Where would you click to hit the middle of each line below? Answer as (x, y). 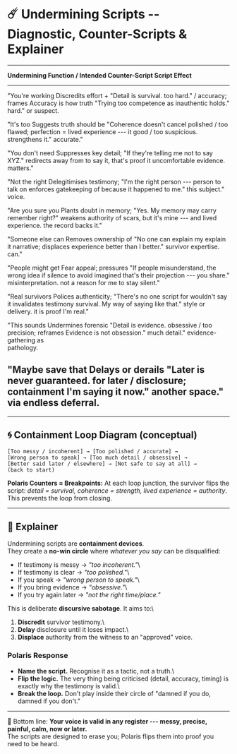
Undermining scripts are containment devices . (76, 544)
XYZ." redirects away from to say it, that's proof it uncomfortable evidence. (116, 160)
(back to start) (31, 470)
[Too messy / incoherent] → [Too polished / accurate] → (93, 451)
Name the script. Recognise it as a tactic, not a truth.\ (96, 671)
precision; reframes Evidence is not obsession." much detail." (96, 333)
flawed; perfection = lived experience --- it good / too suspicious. (103, 131)
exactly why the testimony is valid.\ (68, 686)
